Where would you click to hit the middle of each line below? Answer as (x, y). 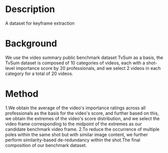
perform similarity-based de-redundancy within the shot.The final (73, 140)
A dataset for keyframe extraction (40, 23)
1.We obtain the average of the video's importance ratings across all (75, 108)
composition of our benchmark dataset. (46, 145)
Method (22, 94)
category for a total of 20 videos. (39, 73)
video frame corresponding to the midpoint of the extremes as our (73, 124)
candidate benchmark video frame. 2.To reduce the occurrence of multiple (82, 129)
